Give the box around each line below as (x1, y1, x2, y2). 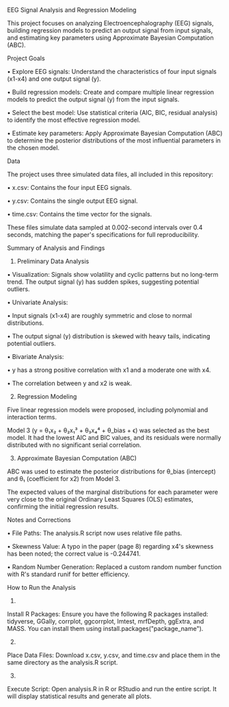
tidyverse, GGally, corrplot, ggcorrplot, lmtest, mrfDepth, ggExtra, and (7, 617, 204, 625)
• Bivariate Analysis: (7, 353, 64, 360)
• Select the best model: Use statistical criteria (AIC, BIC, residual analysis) (7, 109, 218, 116)
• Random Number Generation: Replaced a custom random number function (7, 563, 222, 571)
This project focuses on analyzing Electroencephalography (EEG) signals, (7, 19, 214, 27)
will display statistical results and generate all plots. (7, 692, 152, 700)
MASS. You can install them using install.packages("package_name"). (7, 625, 204, 632)
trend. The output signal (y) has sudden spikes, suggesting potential (7, 277, 200, 286)
